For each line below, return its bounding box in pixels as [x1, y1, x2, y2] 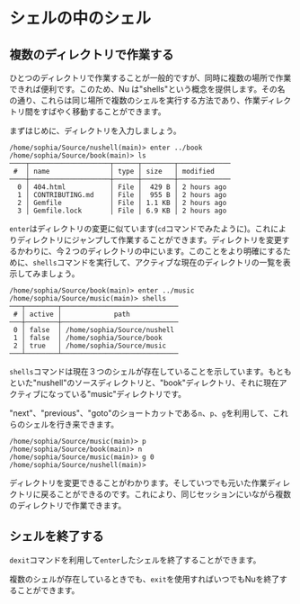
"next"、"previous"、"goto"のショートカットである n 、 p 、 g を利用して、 [9, 408, 273, 419]
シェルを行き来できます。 [24, 419, 119, 429]
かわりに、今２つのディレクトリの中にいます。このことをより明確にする [16, 246, 284, 257]
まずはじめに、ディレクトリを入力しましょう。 [9, 125, 181, 136]
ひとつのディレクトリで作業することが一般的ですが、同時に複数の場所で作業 [9, 73, 292, 83]
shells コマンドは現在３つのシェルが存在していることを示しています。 [9, 366, 269, 376]
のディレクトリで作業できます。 [9, 500, 127, 510]
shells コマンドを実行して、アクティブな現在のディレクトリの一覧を [32, 257, 283, 267]
